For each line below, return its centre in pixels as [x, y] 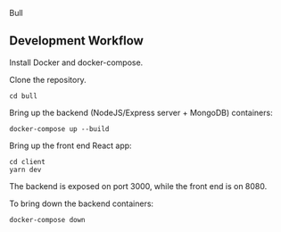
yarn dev [25, 170]
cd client [28, 162]
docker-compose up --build [59, 128]
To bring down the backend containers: [82, 203]
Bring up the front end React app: [70, 145]
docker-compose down [48, 220]
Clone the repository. [48, 79]
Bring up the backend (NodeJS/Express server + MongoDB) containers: [141, 112]
